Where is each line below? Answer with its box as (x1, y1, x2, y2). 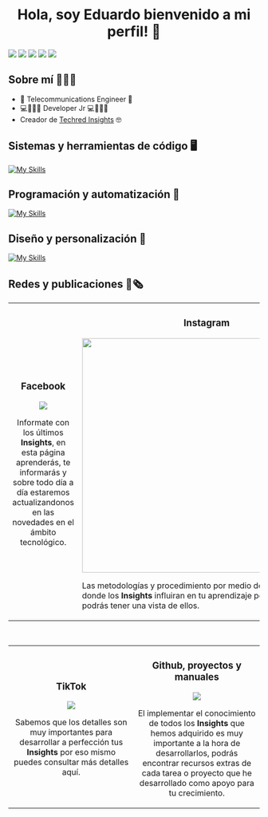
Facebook (21, 381, 66, 393)
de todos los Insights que (148, 717, 245, 728)
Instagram (183, 317, 230, 330)
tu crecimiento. (168, 787, 225, 799)
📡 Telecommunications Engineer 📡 (19, 94, 133, 104)
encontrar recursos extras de (142, 757, 252, 768)
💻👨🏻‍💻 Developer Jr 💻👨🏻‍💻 (19, 103, 109, 112)
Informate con (17, 416, 70, 428)
